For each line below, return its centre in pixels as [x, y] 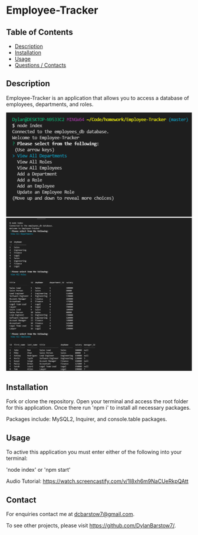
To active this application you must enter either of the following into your [94, 452]
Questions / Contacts [40, 65]
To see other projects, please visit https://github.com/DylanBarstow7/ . [91, 525]
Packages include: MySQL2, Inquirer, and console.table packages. [87, 419]
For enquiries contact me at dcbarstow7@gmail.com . [70, 514]
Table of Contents [40, 32]
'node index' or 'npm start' [38, 470]
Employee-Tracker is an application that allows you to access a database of [98, 98]
